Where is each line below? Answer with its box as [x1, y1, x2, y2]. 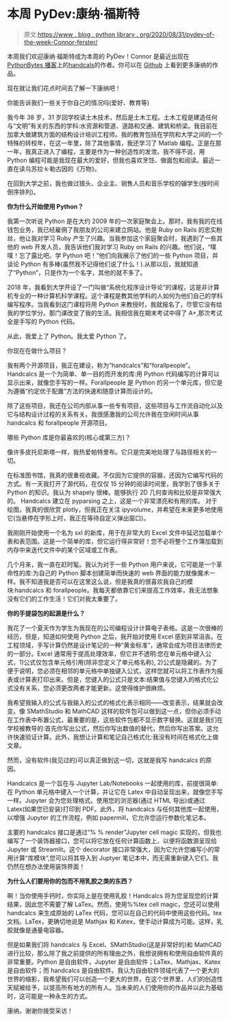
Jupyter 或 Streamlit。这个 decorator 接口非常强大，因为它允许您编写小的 [7, 845, 214, 853]
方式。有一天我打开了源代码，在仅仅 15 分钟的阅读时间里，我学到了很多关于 [7, 479, 220, 487]
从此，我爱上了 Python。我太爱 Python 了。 [7, 332, 130, 340]
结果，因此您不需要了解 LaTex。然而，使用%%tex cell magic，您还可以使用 [7, 900, 220, 908]
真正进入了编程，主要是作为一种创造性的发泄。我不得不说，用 [30, 147, 205, 155]
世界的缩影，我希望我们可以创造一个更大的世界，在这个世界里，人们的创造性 [7, 974, 223, 983]
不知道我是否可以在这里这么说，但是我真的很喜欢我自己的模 [25, 577, 193, 586]
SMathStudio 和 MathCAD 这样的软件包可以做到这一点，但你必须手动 [26, 707, 221, 715]
